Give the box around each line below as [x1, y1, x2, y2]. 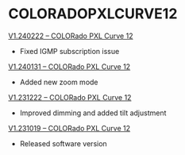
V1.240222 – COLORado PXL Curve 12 [8, 31, 133, 41]
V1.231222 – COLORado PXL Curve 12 [8, 92, 132, 102]
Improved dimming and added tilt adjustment [19, 108, 167, 118]
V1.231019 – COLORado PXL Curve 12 [8, 123, 131, 133]
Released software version [19, 138, 107, 148]
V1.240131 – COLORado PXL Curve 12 [8, 61, 131, 72]
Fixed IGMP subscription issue [19, 46, 120, 56]
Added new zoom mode [19, 77, 98, 87]
